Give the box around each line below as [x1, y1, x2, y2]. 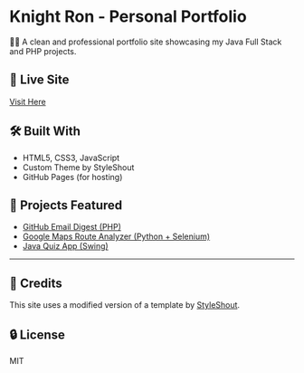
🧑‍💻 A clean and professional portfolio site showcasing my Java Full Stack [9, 36, 282, 47]
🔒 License [9, 327, 65, 342]
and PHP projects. [9, 45, 77, 56]
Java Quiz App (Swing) [22, 241, 109, 252]
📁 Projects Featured [9, 197, 123, 213]
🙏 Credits [9, 275, 63, 291]
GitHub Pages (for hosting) [22, 171, 123, 182]
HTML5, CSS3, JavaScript [22, 152, 120, 163]
